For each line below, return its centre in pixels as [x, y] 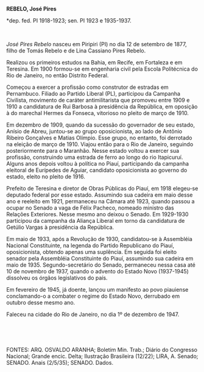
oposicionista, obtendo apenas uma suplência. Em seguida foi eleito [92, 252]
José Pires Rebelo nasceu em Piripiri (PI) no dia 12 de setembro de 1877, [97, 44]
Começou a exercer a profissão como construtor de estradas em [87, 87]
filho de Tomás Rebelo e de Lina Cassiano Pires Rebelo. [76, 51]
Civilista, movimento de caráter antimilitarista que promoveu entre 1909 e [98, 100]
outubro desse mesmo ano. [41, 303]
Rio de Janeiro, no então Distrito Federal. [58, 75]
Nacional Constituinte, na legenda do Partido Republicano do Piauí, [90, 245]
